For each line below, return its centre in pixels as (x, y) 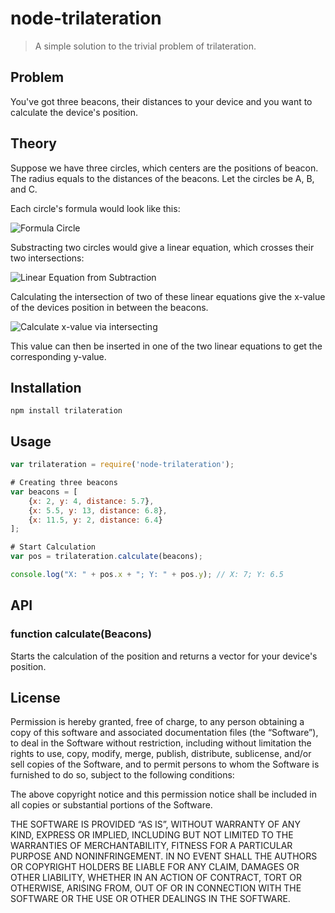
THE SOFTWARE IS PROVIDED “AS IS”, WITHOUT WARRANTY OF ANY (155, 824)
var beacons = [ (44, 492)
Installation (46, 387)
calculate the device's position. (74, 112)
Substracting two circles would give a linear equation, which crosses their (162, 247)
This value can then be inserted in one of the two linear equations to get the (166, 346)
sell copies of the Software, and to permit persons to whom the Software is (165, 764)
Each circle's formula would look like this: (95, 208)
